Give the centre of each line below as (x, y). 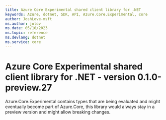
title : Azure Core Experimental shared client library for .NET (73, 10)
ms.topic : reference (27, 33)
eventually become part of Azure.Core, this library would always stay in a (80, 107)
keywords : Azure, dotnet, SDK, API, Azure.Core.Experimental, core (77, 14)
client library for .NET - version (70, 77)
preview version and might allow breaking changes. (58, 112)
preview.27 (29, 88)
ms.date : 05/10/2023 (27, 28)
